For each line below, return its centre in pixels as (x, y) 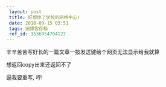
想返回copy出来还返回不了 (39, 65)
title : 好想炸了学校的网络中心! (44, 17)
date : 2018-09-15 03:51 (39, 23)
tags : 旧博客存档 (28, 28)
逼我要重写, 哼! (24, 77)
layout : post (25, 12)
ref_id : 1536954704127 (37, 34)
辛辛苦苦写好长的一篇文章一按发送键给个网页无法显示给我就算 (83, 52)
